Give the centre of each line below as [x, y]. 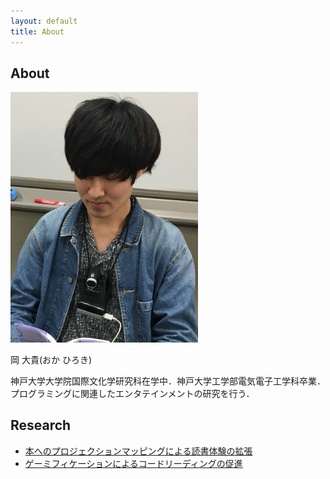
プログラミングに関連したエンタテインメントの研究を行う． [132, 393]
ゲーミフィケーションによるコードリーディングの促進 [133, 463]
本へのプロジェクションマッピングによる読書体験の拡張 [138, 451]
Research [41, 425]
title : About [37, 31]
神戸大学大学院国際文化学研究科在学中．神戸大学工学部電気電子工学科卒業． [168, 381]
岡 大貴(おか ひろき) [51, 359]
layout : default [44, 21]
